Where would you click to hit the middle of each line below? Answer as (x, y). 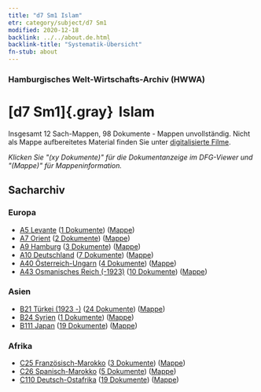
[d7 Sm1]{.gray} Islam (81, 112)
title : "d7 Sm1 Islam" (45, 15)
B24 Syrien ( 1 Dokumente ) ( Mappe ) (77, 317)
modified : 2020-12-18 (44, 30)
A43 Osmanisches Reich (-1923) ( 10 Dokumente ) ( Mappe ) (114, 271)
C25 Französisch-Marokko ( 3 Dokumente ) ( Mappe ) (103, 363)
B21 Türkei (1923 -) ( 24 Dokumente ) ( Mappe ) (92, 309)
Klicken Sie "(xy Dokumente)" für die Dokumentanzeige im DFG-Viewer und (130, 157)
